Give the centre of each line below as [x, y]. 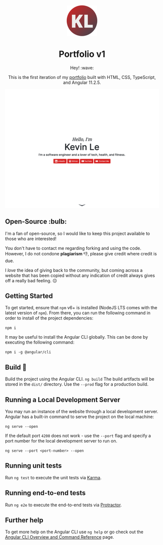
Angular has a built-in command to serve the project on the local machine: [80, 417]
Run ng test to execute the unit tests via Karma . [53, 477]
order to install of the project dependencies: [49, 318]
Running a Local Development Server [63, 400]
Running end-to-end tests [45, 493]
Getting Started [29, 296]
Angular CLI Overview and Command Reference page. [60, 537]
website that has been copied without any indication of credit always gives [80, 275]
